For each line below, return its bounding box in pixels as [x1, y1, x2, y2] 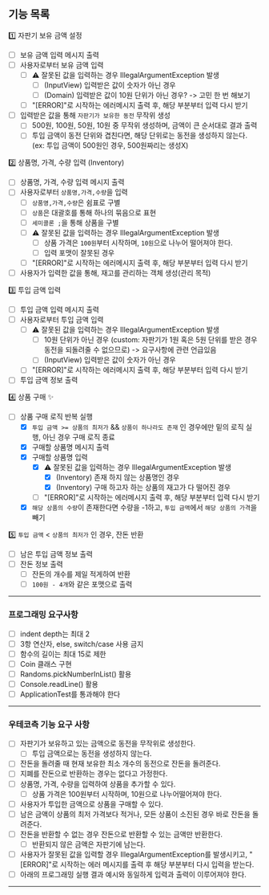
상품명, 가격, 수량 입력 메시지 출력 [19, 178, 125, 187]
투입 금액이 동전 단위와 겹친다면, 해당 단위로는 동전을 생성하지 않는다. [31, 131, 248, 141]
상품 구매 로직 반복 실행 [19, 412, 94, 422]
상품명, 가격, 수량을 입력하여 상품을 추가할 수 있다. [19, 779, 176, 789]
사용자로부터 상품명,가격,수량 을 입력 [19, 187, 128, 197]
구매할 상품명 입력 [31, 452, 88, 462]
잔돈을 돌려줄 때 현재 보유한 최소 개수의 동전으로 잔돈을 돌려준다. [19, 758, 221, 769]
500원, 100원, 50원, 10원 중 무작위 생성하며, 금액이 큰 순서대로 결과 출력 [31, 121, 258, 130]
